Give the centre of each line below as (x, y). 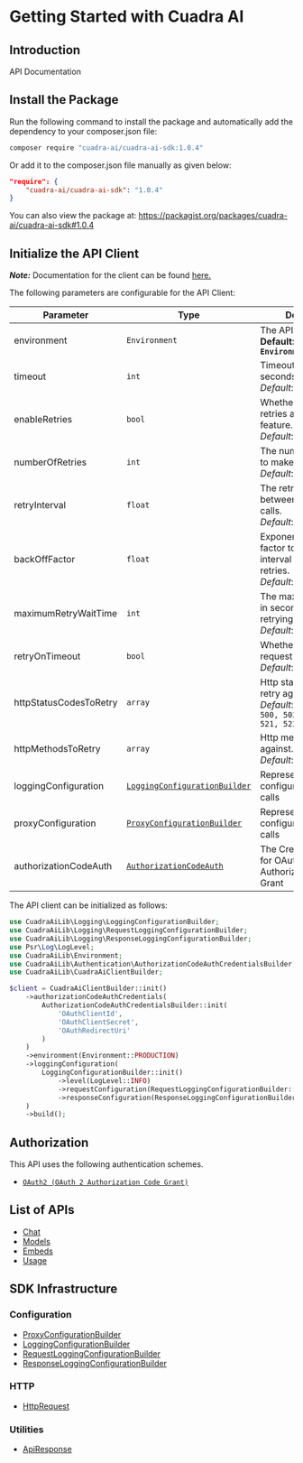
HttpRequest (46, 1406)
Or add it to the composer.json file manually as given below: (120, 165)
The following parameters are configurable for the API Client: (123, 293)
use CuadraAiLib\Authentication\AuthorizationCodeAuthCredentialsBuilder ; (153, 964)
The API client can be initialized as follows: (89, 905)
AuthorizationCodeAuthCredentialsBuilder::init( (135, 1005)
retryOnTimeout (47, 656)
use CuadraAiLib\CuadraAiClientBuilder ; (87, 972)
